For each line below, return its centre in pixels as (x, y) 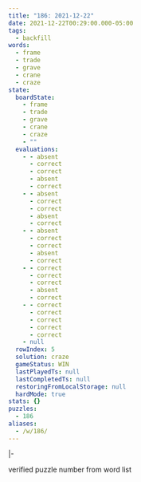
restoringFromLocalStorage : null (71, 387)
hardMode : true (41, 394)
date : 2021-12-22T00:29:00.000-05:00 (71, 23)
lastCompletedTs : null (53, 379)
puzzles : (23, 409)
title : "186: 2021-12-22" (51, 16)
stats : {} (25, 401)
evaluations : (37, 149)
